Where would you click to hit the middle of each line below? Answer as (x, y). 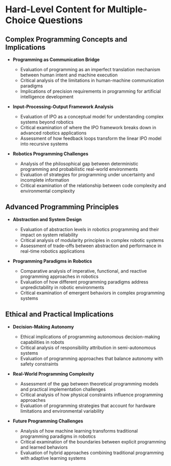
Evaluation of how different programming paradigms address (84, 282)
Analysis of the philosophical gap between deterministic (79, 164)
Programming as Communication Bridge (56, 59)
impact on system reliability (49, 235)
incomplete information (45, 180)
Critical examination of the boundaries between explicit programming (93, 441)
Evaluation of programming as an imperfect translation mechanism (90, 69)
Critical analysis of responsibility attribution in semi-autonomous (88, 348)
